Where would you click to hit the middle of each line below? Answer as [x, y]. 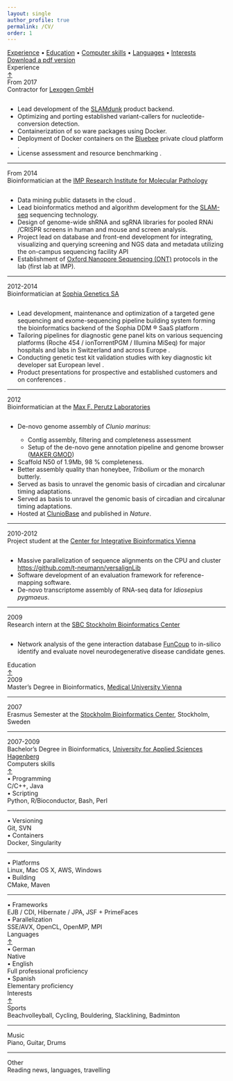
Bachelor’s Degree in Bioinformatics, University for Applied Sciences [105, 749]
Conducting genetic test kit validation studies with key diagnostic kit [114, 357]
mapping [30, 583]
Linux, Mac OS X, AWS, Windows [54, 870]
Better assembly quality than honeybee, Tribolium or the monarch [111, 470]
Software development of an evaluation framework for [94, 575]
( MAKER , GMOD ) [51, 454]
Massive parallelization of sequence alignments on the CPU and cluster [119, 561]
